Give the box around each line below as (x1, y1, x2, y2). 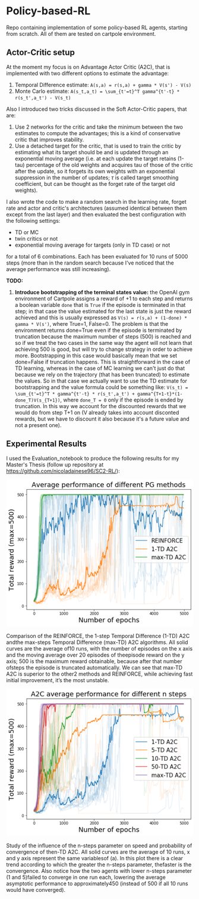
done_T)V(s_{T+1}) (14, 397, 61, 403)
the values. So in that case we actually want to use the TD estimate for (14, 377, 188, 384)
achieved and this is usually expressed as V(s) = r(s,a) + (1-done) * (14, 314, 187, 321)
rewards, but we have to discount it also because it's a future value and (14, 415, 190, 422)
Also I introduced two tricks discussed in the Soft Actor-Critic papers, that (6, 105, 187, 113)
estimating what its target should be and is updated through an (14, 148, 169, 155)
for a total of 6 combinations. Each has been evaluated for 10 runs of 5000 (6, 253, 188, 260)
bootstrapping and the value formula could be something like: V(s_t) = (14, 383, 188, 391)
